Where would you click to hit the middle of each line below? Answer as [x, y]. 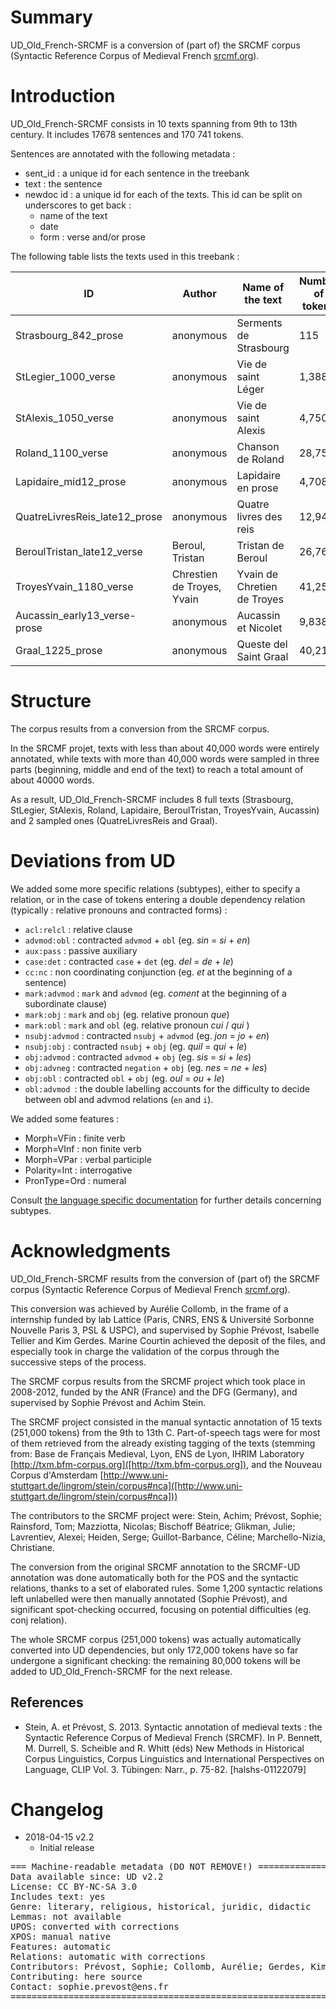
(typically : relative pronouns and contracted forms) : [119, 910]
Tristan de [260, 545]
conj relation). [39, 1620]
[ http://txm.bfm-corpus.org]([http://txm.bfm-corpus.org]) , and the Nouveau [166, 1464]
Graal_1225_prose [59, 650]
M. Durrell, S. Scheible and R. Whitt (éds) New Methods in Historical [164, 1748]
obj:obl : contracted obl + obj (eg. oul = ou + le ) [124, 1078]
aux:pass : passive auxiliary [81, 950]
